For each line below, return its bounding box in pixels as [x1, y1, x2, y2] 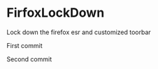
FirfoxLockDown [6, 5, 105, 21]
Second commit [6, 54, 52, 63]
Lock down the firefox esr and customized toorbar [6, 28, 151, 36]
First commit [6, 41, 43, 49]
